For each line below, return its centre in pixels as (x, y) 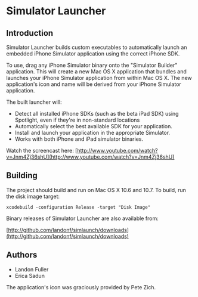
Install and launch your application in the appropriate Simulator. (92, 133)
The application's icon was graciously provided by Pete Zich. (81, 287)
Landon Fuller (32, 269)
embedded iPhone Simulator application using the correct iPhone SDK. (93, 54)
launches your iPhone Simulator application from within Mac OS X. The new (99, 78)
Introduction (30, 33)
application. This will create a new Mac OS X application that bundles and (96, 72)
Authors (22, 255)
